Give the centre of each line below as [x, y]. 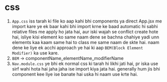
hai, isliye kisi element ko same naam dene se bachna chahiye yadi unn [86, 37]
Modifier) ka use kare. [35, 53]
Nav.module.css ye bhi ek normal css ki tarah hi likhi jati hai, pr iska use [85, 63]
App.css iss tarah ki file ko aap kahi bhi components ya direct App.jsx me [87, 21]
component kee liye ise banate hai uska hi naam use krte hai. [75, 74]
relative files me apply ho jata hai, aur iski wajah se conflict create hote [85, 31]
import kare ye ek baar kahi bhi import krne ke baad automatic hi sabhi [85, 26]
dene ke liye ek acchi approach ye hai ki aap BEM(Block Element [77, 47]
